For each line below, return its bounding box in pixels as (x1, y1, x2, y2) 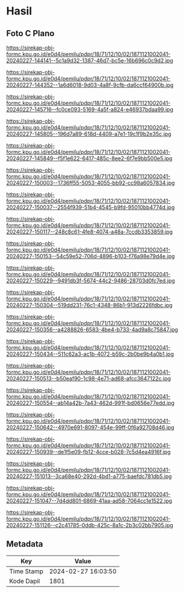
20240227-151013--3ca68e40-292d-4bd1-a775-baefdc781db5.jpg (6, 473, 173, 480)
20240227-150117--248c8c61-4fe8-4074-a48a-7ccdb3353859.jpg (6, 228, 173, 235)
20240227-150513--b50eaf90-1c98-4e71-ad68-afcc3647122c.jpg (6, 375, 171, 382)
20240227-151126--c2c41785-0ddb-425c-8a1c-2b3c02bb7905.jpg (6, 522, 173, 529)
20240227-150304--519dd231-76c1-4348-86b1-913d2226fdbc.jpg (6, 302, 173, 308)
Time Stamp (9, 567, 44, 576)
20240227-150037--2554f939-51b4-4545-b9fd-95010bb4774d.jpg (6, 203, 175, 211)
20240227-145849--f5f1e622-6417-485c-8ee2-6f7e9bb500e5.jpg (6, 155, 173, 162)
